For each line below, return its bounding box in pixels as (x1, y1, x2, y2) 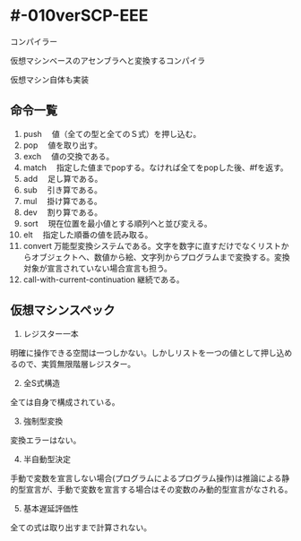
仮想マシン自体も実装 (10, 73, 89, 85)
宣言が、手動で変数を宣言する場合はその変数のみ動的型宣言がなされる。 (25, 484, 293, 494)
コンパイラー (10, 36, 57, 47)
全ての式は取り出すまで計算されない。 (10, 521, 151, 533)
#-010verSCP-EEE (10, 5, 149, 26)
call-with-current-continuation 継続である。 (22, 274, 185, 285)
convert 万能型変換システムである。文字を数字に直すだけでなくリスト (22, 240, 281, 251)
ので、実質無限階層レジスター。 (17, 358, 136, 369)
